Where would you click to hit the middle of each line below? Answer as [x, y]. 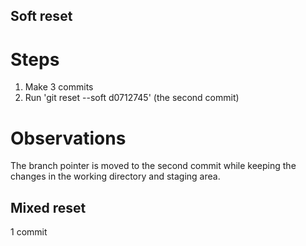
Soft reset [41, 16]
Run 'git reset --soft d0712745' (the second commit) [132, 98]
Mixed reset [48, 207]
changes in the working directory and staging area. [115, 176]
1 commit [29, 232]
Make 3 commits [59, 87]
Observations [68, 138]
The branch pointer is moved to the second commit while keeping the [153, 166]
